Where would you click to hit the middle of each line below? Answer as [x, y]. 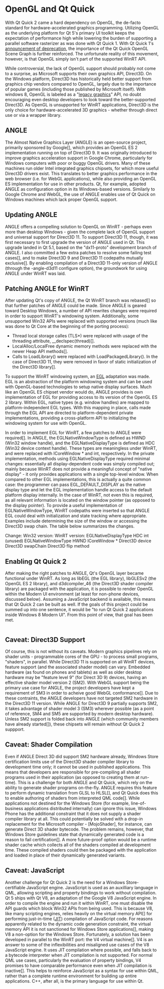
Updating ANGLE [31, 215]
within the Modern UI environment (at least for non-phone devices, [72, 594]
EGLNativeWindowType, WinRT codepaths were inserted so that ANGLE [77, 511]
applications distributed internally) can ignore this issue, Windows [91, 808]
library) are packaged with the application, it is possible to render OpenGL [79, 589]
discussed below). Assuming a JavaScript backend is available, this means [80, 599]
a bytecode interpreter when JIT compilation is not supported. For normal [79, 955]
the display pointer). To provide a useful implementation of [64, 505]
